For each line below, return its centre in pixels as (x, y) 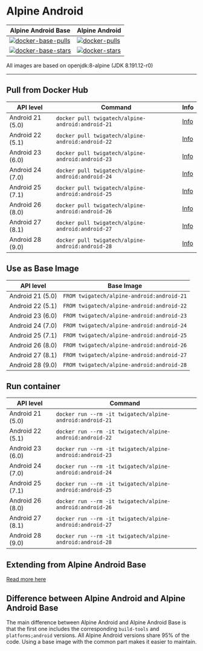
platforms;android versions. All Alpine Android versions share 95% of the (98, 635)
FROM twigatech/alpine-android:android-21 (125, 296)
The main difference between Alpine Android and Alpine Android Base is (96, 622)
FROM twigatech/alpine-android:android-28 (125, 365)
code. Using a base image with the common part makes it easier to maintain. (101, 642)
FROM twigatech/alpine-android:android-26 (125, 345)
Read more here (26, 579)
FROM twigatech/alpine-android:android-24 (125, 325)
